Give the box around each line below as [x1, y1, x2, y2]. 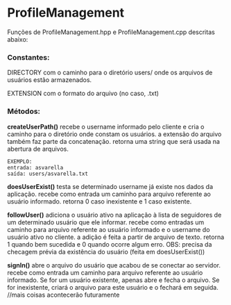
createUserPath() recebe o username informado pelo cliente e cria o [7, 122, 205, 131]
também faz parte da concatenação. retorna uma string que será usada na [7, 137, 221, 145]
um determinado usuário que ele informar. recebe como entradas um [7, 217, 205, 226]
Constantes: [7, 52, 50, 62]
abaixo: [7, 35, 28, 43]
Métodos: [7, 106, 40, 116]
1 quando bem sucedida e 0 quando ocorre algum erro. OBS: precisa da [7, 240, 212, 248]
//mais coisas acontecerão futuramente [7, 290, 120, 299]
